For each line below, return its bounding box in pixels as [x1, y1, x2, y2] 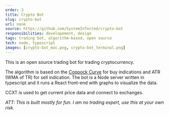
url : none [5, 21, 26, 27]
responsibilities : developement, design [5, 31, 92, 36]
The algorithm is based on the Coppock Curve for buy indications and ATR [5, 69, 160, 75]
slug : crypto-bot [5, 17, 42, 22]
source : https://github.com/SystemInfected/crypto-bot [5, 26, 123, 31]
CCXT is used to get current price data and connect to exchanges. [5, 89, 144, 95]
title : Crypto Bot [5, 12, 44, 17]
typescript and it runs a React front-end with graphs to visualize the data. [5, 80, 158, 86]
